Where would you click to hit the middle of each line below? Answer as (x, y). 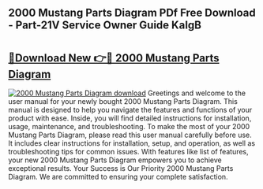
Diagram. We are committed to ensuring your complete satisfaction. (118, 177)
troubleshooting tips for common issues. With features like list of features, (128, 152)
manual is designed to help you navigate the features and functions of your (130, 110)
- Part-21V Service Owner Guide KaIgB (105, 26)
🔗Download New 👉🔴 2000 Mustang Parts (114, 58)
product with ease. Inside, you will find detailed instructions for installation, (130, 118)
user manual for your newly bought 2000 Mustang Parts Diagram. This (123, 101)
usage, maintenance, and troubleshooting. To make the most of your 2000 (129, 126)
